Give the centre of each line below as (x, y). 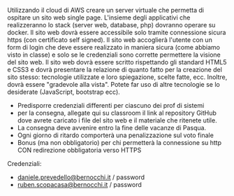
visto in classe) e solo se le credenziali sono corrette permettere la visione (114, 55)
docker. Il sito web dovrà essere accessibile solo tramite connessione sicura (117, 32)
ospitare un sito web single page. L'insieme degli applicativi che (99, 17)
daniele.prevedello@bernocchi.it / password (81, 177)
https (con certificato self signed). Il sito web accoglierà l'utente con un (110, 40)
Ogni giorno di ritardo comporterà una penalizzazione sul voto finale (116, 135)
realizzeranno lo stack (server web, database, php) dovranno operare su (111, 25)
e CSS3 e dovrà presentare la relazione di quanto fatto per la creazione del (115, 70)
